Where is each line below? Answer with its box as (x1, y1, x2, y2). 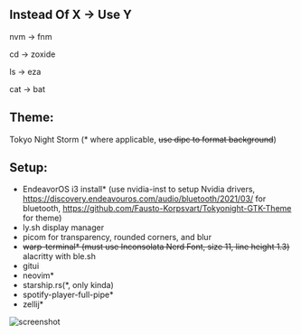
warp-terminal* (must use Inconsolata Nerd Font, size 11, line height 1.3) (22, 241, 290, 252)
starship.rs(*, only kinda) (22, 280, 115, 291)
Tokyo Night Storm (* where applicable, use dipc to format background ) (9, 134, 277, 144)
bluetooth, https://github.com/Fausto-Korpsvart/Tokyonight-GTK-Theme (22, 203, 292, 214)
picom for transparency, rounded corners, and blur (22, 232, 212, 243)
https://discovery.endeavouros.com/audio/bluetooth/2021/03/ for (22, 193, 267, 204)
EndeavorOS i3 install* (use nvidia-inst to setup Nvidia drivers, (22, 184, 256, 195)
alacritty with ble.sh (22, 251, 97, 262)
